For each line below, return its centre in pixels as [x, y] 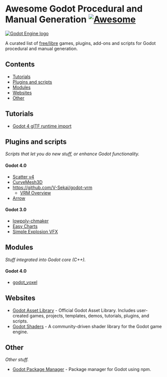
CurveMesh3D [27, 182]
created [21, 316]
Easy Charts [25, 226]
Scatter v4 [23, 176]
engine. [20, 332]
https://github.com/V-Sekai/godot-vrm [52, 187]
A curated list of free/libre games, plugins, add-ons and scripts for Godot [80, 43]
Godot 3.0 [16, 210]
